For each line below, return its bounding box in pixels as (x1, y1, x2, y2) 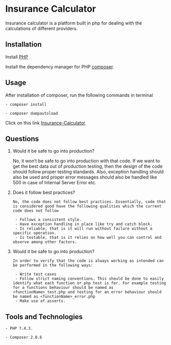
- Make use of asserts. (15, 299, 66, 304)
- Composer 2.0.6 (5, 335, 42, 340)
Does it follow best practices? (12, 189, 76, 195)
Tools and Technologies (5, 312, 83, 321)
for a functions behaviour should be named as (12, 285, 114, 290)
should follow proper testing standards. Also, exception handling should (12, 169, 164, 175)
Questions (5, 134, 39, 143)
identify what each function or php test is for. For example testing (12, 281, 166, 286)
